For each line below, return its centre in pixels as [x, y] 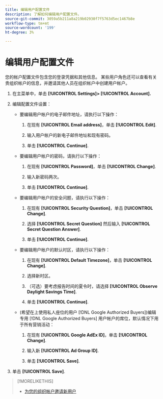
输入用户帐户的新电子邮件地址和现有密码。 [70, 135]
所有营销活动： [39, 324]
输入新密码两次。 [44, 176]
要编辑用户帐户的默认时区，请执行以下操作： [65, 249]
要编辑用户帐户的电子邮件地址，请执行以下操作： [69, 114]
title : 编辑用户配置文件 [27, 10]
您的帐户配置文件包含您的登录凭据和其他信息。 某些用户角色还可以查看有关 [81, 77]
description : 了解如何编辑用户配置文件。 [43, 14]
